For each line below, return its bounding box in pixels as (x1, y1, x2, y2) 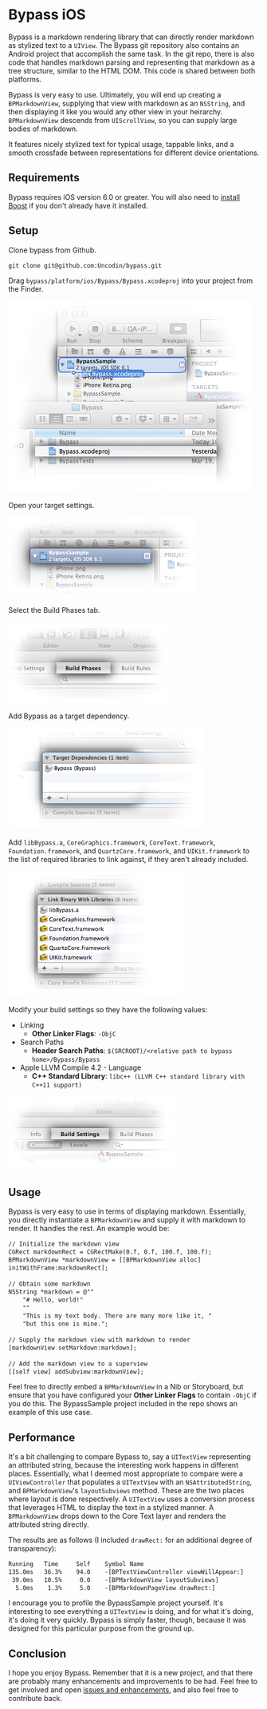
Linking (19, 1020, 45, 1030)
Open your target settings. (8, 500, 95, 510)
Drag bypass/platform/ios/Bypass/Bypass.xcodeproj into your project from (8, 276, 253, 285)
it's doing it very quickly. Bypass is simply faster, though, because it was (8, 1616, 246, 1625)
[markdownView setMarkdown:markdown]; (8, 1344, 137, 1352)
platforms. (8, 74, 42, 84)
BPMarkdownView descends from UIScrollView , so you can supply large (8, 115, 238, 125)
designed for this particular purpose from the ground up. (8, 1624, 194, 1633)
